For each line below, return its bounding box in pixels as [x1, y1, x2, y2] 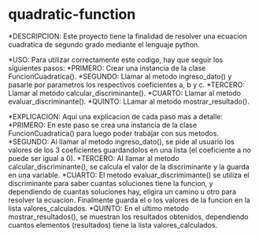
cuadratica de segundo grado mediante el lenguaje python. [8, 39, 201, 49]
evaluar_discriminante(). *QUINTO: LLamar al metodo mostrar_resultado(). [8, 97, 250, 106]
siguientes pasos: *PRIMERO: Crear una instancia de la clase [8, 63, 206, 72]
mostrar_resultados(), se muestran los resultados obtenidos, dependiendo [8, 212, 249, 221]
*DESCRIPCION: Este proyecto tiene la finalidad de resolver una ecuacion [8, 31, 248, 41]
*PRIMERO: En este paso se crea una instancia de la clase [8, 120, 198, 129]
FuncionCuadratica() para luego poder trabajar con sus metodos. [8, 128, 219, 138]
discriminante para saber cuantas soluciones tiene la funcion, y [8, 178, 214, 188]
